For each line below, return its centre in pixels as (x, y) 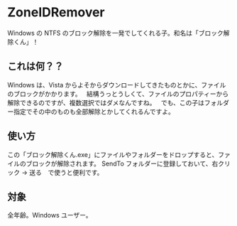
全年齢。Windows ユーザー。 (50, 215)
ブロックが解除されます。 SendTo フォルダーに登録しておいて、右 (122, 163)
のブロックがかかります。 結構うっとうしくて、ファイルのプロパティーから (118, 94)
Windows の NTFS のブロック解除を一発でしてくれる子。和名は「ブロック (115, 33)
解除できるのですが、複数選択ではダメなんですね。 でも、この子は (106, 102)
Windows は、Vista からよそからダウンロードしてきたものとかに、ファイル (117, 85)
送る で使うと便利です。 (66, 172)
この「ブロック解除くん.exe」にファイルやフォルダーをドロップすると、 (113, 154)
